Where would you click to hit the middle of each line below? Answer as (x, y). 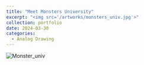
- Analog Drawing (33, 39)
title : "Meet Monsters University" (50, 12)
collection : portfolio (34, 22)
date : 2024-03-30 (28, 28)
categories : (21, 34)
